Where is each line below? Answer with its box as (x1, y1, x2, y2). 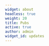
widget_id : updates (5, 34, 45, 39)
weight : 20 (5, 16, 27, 21)
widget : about (5, 7, 34, 12)
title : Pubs (5, 20, 29, 25)
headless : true (5, 11, 36, 16)
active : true (5, 25, 32, 30)
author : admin (5, 29, 34, 34)
